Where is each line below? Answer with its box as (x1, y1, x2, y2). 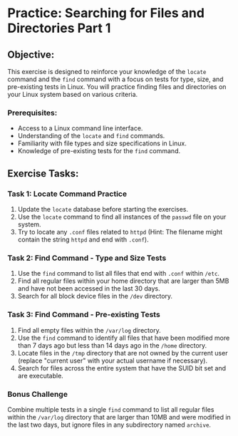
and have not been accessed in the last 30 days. (17, 284, 160, 293)
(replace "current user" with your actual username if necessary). (17, 356, 208, 365)
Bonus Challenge (7, 389, 68, 399)
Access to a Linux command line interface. (17, 124, 143, 133)
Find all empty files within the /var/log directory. (17, 326, 162, 334)
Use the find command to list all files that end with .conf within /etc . (17, 269, 219, 278)
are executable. (17, 371, 64, 380)
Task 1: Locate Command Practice (7, 189, 127, 199)
